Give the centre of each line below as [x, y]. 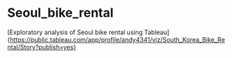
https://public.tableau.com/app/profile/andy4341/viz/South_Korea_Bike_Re [117, 39]
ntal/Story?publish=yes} [42, 47]
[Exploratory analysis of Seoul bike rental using [75, 32]
